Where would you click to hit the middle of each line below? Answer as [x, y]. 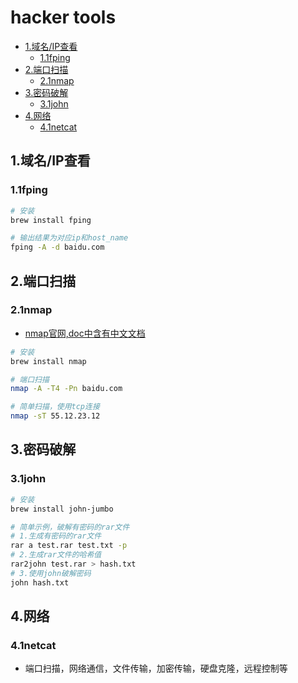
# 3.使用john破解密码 [51, 573]
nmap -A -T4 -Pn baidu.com [66, 389]
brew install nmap [48, 361]
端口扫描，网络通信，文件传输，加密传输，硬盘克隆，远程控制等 [156, 668]
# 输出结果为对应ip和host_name [69, 238]
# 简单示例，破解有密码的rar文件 [70, 527]
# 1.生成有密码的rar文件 [56, 536]
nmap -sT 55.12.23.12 [55, 416]
